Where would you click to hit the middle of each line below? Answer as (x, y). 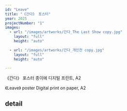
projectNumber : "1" (25, 23)
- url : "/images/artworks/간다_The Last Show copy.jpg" (66, 32)
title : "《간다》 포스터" (28, 14)
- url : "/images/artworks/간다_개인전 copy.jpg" (57, 50)
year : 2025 (16, 18)
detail (14, 103)
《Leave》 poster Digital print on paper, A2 (46, 88)
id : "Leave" (17, 9)
